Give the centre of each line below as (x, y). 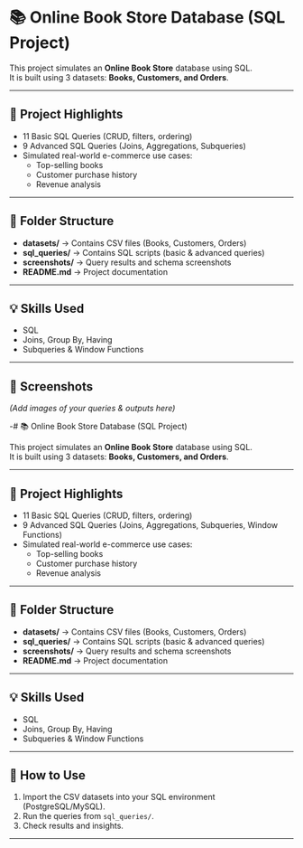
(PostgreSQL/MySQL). (64, 806)
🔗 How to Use (47, 775)
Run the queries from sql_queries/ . (88, 816)
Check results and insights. (73, 826)
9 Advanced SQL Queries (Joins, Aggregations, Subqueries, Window (150, 525)
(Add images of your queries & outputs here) (92, 409)
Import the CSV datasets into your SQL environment (119, 797)
